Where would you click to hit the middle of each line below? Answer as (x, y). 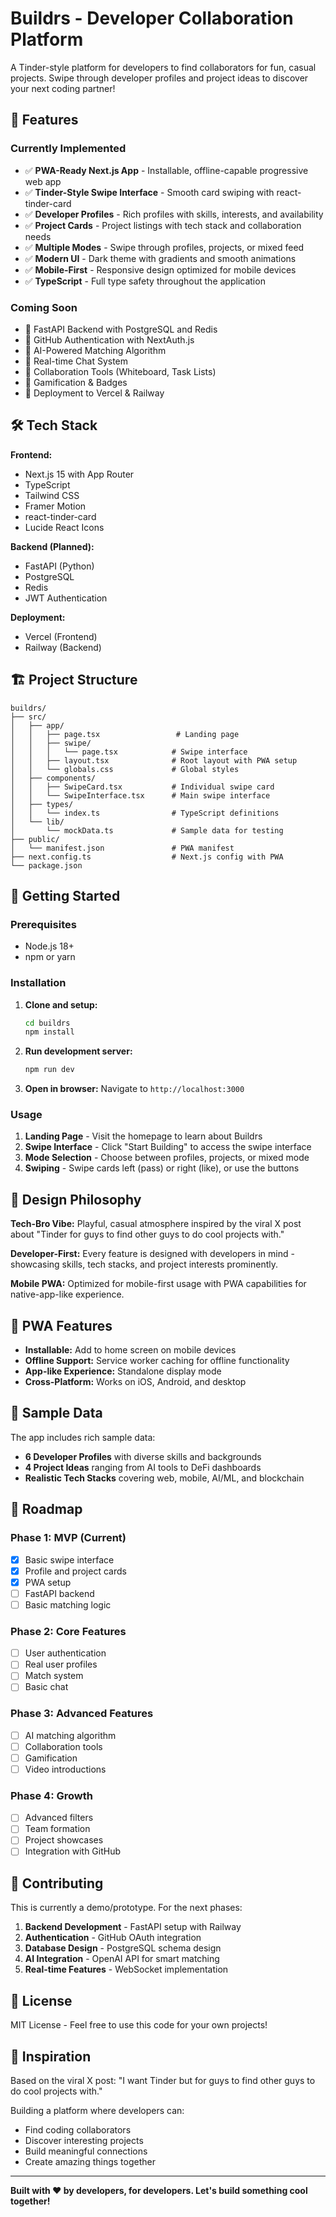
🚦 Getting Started (65, 895)
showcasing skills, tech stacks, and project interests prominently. (144, 1264)
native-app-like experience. (67, 1294)
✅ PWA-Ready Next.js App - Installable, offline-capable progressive (166, 170)
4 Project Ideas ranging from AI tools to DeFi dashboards (143, 1467)
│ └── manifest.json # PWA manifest (122, 848)
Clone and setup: (61, 1004)
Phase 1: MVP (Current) (68, 1538)
